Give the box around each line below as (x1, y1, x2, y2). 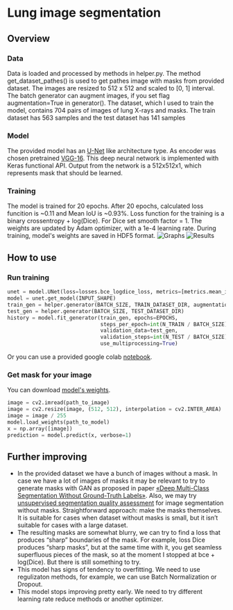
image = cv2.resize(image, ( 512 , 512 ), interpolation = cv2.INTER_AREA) (7, 406, 222, 413)
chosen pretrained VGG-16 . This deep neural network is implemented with (7, 154, 219, 163)
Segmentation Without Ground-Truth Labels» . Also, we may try (17, 492, 197, 500)
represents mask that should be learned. (7, 169, 123, 177)
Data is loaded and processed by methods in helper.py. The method (7, 69, 201, 77)
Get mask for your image (7, 370, 92, 380)
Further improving (7, 451, 87, 463)
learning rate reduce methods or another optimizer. (17, 595, 164, 603)
